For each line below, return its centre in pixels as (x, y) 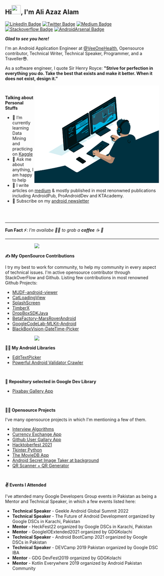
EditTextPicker (27, 357)
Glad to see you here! (27, 39)
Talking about (19, 97)
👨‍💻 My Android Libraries (30, 348)
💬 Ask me (22, 159)
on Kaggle (22, 154)
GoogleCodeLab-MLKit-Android (44, 323)
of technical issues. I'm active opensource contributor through (68, 272)
